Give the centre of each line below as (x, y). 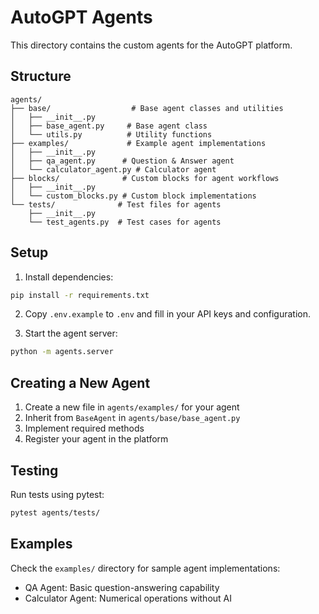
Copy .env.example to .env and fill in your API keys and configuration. (168, 314)
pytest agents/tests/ (55, 512)
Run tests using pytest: (57, 494)
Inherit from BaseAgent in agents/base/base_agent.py (132, 418)
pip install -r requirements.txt (80, 295)
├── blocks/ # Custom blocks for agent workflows (145, 178)
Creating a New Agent (80, 382)
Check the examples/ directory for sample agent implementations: (145, 568)
